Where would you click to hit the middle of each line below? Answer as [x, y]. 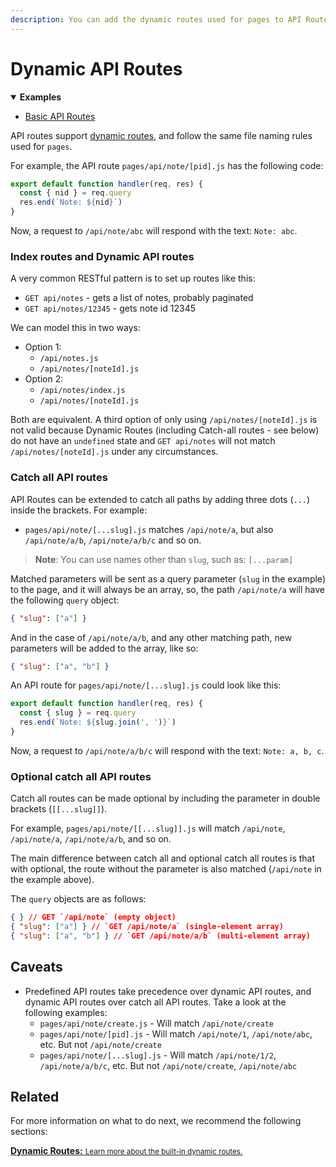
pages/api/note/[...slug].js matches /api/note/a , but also [149, 529]
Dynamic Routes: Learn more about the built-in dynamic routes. [126, 1151]
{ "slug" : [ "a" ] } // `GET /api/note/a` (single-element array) [147, 927]
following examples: [66, 1012]
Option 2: [44, 379]
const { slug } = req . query [78, 713]
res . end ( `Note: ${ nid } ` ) [71, 202]
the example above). [52, 880]
